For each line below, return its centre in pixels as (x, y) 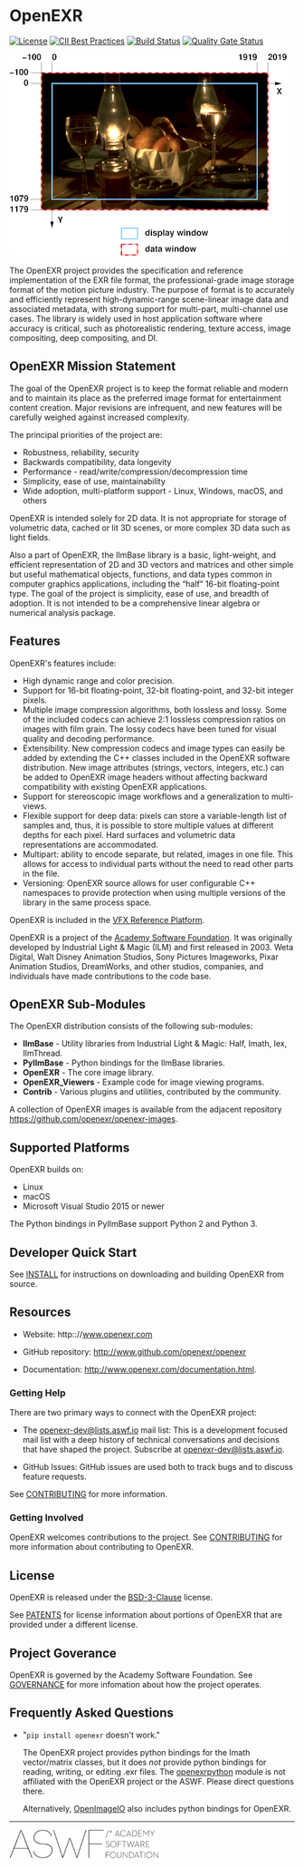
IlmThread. (43, 1054)
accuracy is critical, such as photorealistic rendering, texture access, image (150, 328)
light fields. (30, 537)
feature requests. (55, 1477)
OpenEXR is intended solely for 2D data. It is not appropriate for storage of (148, 518)
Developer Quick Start (73, 1252)
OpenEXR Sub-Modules (78, 1004)
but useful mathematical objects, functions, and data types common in (141, 574)
